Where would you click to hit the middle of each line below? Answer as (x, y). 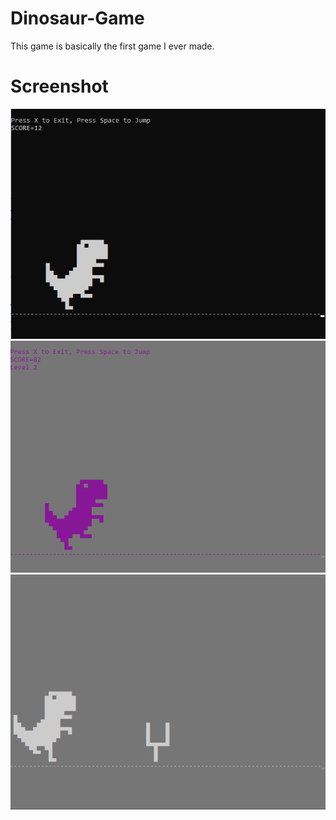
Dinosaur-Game (77, 18)
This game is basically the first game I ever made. (112, 46)
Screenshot (59, 86)
